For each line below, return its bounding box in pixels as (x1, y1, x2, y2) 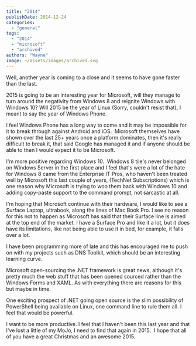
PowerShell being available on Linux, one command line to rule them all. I (6, 303, 182, 310)
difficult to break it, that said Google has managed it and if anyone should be (6, 140, 190, 147)
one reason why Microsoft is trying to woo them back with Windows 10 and (6, 182, 187, 189)
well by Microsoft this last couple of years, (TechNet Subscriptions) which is (6, 177, 190, 184)
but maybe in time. (6, 285, 51, 292)
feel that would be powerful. (6, 309, 74, 316)
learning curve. (6, 255, 43, 262)
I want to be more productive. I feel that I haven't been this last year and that (6, 320, 190, 327)
